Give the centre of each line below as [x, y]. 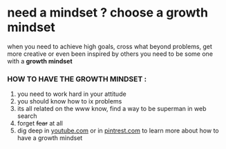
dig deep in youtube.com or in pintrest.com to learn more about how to [118, 131]
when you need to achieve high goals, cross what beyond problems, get [110, 46]
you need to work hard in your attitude [72, 94]
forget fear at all [40, 123]
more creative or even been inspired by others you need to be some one [110, 54]
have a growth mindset [50, 138]
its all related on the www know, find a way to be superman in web [112, 109]
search [27, 116]
